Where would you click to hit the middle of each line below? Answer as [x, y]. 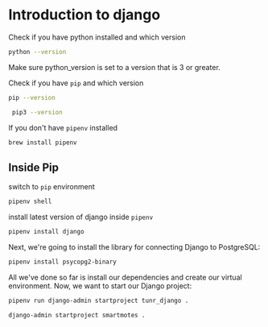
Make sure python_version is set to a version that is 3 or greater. [115, 67]
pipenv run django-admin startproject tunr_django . [99, 300]
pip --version [32, 97]
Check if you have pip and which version [76, 83]
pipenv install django [46, 232]
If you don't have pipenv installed [63, 127]
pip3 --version [37, 112]
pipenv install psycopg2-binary [62, 262]
